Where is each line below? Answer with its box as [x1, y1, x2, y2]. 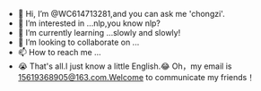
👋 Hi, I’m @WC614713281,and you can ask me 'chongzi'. [17, 9, 226, 19]
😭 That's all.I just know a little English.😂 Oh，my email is [17, 61, 232, 71]
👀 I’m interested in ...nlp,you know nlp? [17, 18, 161, 29]
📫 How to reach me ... [17, 47, 101, 57]
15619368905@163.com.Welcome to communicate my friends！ [17, 72, 256, 82]
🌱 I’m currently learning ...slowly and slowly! [17, 28, 181, 37]
